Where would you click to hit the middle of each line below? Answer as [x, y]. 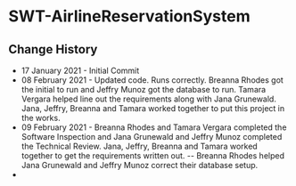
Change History [53, 49]
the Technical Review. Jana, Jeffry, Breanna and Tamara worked [139, 146]
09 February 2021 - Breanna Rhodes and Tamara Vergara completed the [154, 127]
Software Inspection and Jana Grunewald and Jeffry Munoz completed [152, 137]
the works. [41, 118]
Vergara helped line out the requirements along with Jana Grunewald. [149, 99]
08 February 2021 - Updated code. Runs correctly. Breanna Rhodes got [152, 80]
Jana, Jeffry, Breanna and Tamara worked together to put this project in [153, 108]
